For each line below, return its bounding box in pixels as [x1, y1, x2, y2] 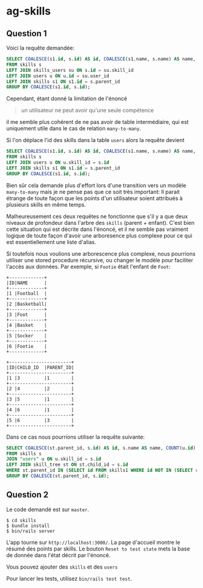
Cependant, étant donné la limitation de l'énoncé [6, 95, 127, 102]
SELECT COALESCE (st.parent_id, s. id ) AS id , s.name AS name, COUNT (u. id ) [6, 445, 196, 451]
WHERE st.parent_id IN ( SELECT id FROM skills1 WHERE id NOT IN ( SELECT [6, 467, 193, 474]
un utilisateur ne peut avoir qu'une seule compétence [21, 107, 154, 114]
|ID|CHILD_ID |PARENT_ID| [6, 364, 74, 370]
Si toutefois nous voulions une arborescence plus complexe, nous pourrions [6, 250, 196, 257]
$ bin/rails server [6, 528, 56, 534]
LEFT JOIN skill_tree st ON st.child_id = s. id [6, 462, 129, 468]
